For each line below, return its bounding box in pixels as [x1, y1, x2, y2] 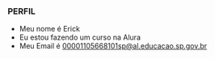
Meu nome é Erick [19, 24, 80, 34]
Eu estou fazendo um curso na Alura [19, 32, 141, 42]
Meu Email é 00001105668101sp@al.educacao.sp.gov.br [19, 41, 208, 51]
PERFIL [7, 6, 36, 17]
